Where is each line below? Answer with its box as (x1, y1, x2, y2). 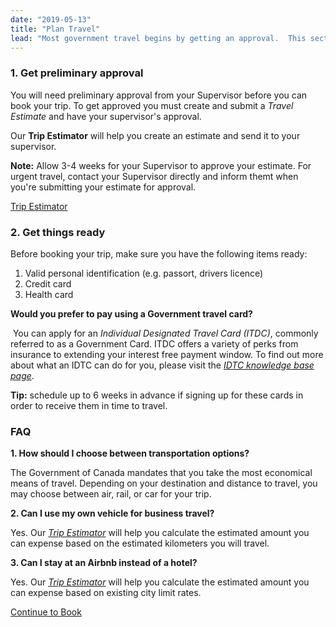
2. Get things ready (10, 225, 106, 239)
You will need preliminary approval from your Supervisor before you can (10, 89, 308, 101)
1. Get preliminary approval (10, 66, 144, 80)
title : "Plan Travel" (10, 24, 101, 34)
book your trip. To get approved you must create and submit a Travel (10, 99, 294, 111)
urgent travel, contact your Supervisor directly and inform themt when (10, 170, 299, 182)
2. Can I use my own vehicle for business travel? (10, 507, 215, 520)
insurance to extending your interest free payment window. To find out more (10, 348, 324, 360)
